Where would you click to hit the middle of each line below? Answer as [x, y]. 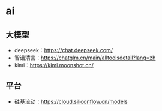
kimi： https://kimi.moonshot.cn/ [54, 65]
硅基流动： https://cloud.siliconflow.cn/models [71, 101]
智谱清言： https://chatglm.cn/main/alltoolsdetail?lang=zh [85, 58]
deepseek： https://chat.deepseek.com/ [64, 50]
